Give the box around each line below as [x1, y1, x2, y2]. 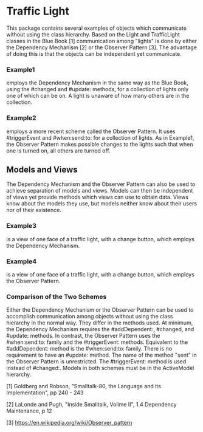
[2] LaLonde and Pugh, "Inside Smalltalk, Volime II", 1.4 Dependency [6, 401, 177, 408]
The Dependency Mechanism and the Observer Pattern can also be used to [6, 180, 196, 188]
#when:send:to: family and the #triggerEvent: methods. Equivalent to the [6, 338, 188, 346]
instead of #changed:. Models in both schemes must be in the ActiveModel [6, 365, 194, 372]
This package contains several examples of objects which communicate [6, 24, 187, 32]
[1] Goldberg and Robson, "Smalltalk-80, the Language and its [6, 383, 161, 390]
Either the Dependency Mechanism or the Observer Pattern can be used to [6, 306, 194, 314]
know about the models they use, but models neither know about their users [6, 200, 198, 207]
